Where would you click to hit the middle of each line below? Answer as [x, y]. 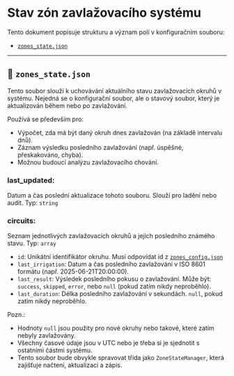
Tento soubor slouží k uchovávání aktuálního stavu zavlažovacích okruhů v [115, 91]
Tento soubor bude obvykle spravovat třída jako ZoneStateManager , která [120, 358]
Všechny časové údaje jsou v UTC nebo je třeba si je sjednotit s [108, 343]
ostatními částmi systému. [55, 350]
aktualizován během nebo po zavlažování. [67, 105]
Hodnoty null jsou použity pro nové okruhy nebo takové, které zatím [116, 328]
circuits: [22, 221]
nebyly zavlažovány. [46, 336]
